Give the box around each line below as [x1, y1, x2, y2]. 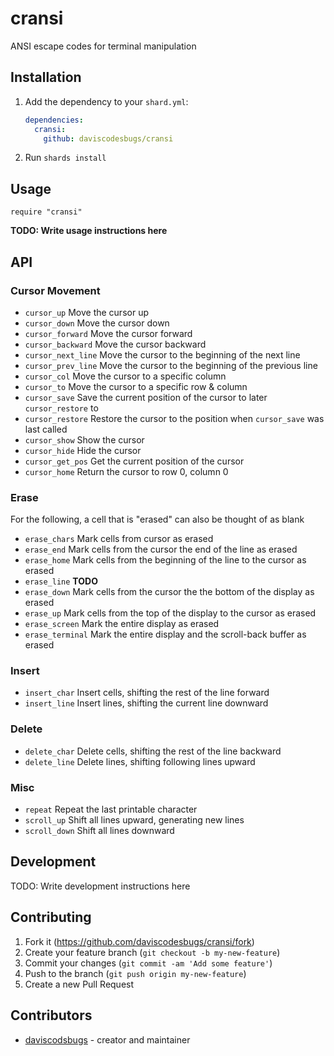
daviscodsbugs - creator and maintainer [24, 1033, 191, 1046]
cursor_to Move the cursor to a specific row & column [24, 380, 248, 392]
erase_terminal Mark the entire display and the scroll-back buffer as [24, 628, 307, 641]
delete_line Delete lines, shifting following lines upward [24, 755, 256, 767]
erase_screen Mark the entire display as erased [24, 618, 220, 630]
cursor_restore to [24, 402, 99, 414]
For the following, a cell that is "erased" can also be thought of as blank [10, 513, 305, 526]
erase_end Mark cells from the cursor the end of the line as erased [24, 543, 298, 556]
